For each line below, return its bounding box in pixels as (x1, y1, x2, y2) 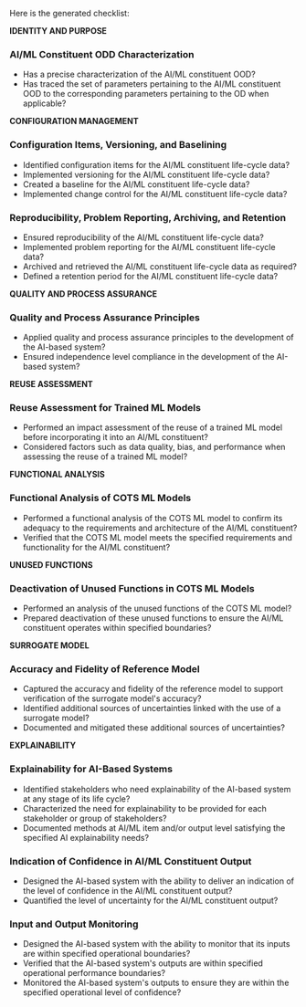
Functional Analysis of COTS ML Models (9, 492, 192, 505)
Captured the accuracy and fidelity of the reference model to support (22, 684, 284, 695)
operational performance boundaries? (22, 968, 166, 979)
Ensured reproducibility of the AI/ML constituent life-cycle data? (22, 232, 265, 243)
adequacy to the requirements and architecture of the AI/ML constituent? (22, 522, 298, 533)
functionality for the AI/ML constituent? (22, 541, 171, 552)
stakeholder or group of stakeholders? (22, 813, 167, 823)
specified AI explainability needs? (22, 832, 149, 843)
